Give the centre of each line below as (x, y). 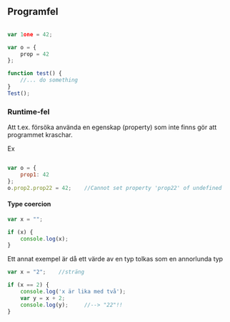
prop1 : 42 (35, 174)
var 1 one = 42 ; (30, 34)
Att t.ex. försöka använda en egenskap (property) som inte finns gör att (112, 127)
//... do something (49, 80)
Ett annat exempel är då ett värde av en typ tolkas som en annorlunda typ (115, 259)
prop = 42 (35, 54)
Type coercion (29, 204)
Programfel (33, 12)
